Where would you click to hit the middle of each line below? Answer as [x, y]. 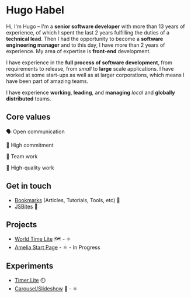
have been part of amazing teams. [47, 81]
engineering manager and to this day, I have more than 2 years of [86, 45]
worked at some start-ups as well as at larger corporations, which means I [95, 75]
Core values [28, 117]
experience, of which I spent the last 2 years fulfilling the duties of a [88, 32]
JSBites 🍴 [26, 206]
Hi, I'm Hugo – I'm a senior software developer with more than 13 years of [95, 26]
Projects [22, 225]
